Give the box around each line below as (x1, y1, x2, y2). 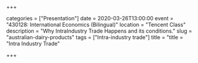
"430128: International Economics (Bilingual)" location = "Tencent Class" (6, 21, 186, 28)
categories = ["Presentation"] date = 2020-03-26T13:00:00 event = (6, 15, 174, 21)
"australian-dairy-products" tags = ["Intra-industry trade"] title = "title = (6, 34, 184, 40)
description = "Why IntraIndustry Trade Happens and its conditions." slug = (6, 27, 193, 34)
